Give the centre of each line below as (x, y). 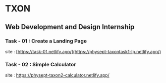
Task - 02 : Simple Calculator (41, 64)
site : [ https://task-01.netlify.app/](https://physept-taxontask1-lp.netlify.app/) (83, 51)
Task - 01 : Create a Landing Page (46, 41)
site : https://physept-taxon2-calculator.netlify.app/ (57, 75)
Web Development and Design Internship (70, 27)
